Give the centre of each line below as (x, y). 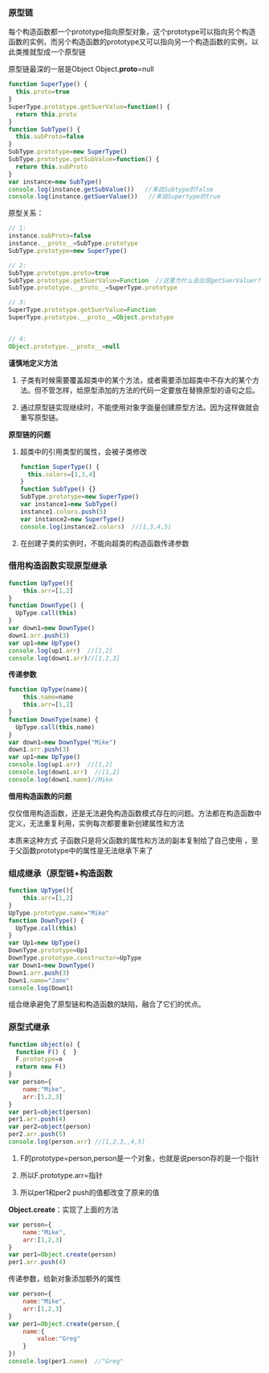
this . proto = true (43, 92)
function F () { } (47, 1052)
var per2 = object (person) (50, 1127)
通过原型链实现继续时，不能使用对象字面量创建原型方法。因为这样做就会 (139, 407)
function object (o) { (45, 1044)
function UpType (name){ (48, 690)
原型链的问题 (29, 434)
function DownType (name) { (53, 720)
